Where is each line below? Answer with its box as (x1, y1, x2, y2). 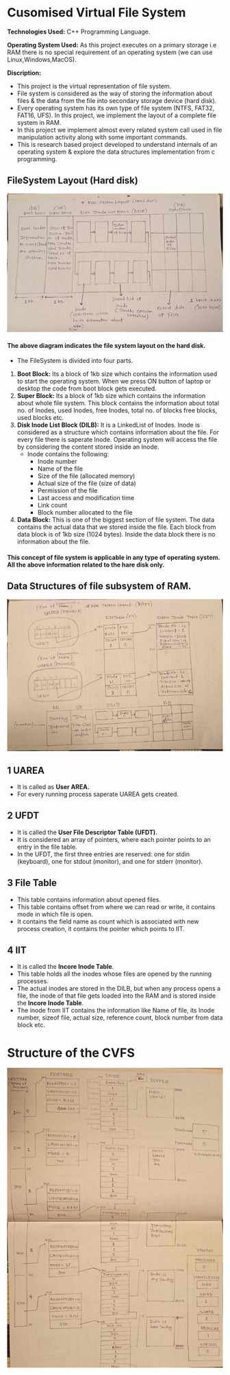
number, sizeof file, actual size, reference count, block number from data (16, 1013, 223, 1022)
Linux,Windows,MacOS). (7, 55, 77, 63)
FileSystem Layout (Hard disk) (7, 175, 138, 187)
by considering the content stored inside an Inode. (16, 443, 159, 451)
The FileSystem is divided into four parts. (16, 357, 133, 365)
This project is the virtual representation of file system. (16, 82, 172, 90)
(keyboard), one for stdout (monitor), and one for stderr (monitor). (16, 857, 203, 865)
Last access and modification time (37, 494, 135, 502)
